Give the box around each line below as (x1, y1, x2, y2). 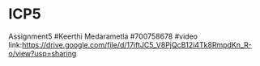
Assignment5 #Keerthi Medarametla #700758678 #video (8, 31, 198, 41)
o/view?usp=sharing (8, 48, 77, 58)
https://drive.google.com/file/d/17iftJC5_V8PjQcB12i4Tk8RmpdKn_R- (21, 39, 253, 49)
